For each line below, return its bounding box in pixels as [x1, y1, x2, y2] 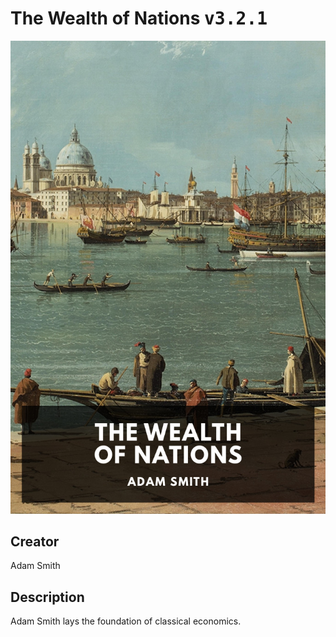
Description [10, 588, 85, 606]
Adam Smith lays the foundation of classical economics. [10, 615, 242, 627]
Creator [10, 533, 60, 551]
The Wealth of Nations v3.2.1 [10, 7, 268, 30]
